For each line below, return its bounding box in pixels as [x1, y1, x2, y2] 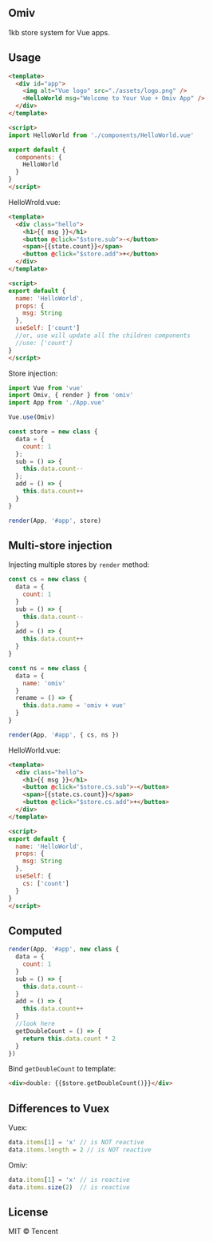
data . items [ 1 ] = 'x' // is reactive [8, 1176, 130, 1184]
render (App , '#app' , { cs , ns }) [8, 730, 120, 739]
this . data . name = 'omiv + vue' [22, 701, 127, 709]
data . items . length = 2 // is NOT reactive [8, 1145, 152, 1154]
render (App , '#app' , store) [8, 516, 102, 525]
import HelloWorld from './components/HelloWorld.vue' [8, 131, 195, 139]
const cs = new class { [8, 576, 88, 584]
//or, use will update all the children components [15, 332, 191, 340]
